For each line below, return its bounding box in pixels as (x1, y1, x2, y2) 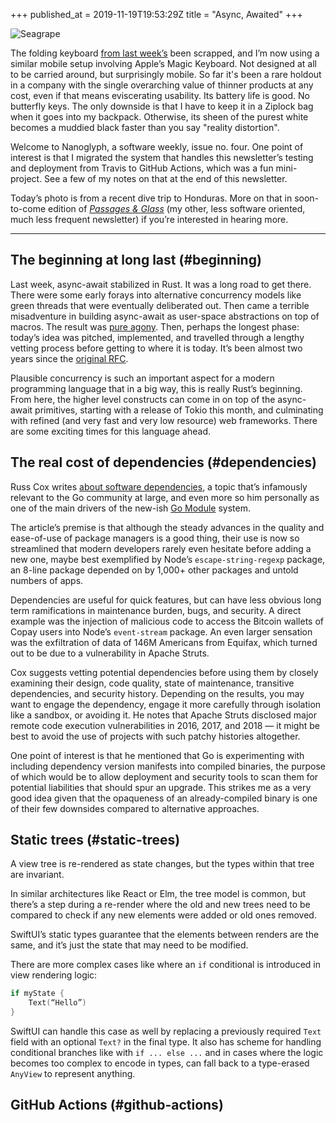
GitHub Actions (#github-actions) (10, 1097, 224, 1114)
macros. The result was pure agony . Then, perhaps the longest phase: (10, 320, 300, 333)
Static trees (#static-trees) (10, 832, 181, 849)
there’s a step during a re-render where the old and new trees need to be (10, 899, 311, 911)
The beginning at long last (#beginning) (10, 252, 262, 269)
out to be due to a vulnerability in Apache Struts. (10, 647, 210, 659)
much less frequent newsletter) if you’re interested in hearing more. (10, 214, 289, 225)
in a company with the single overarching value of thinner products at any (10, 79, 314, 91)
